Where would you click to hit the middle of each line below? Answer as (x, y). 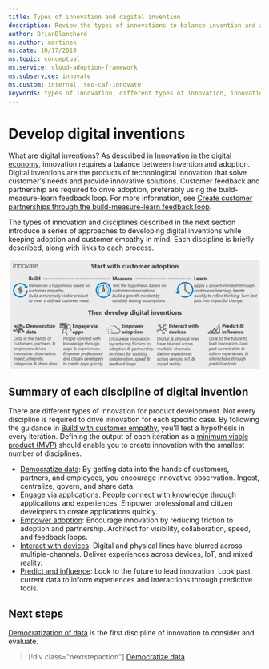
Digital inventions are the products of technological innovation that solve (128, 173)
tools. (29, 588)
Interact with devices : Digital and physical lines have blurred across (131, 546)
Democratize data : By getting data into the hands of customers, (124, 470)
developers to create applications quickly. (89, 512)
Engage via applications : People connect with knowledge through (128, 495)
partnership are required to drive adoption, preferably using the (113, 190)
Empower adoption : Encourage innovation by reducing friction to (126, 520)
